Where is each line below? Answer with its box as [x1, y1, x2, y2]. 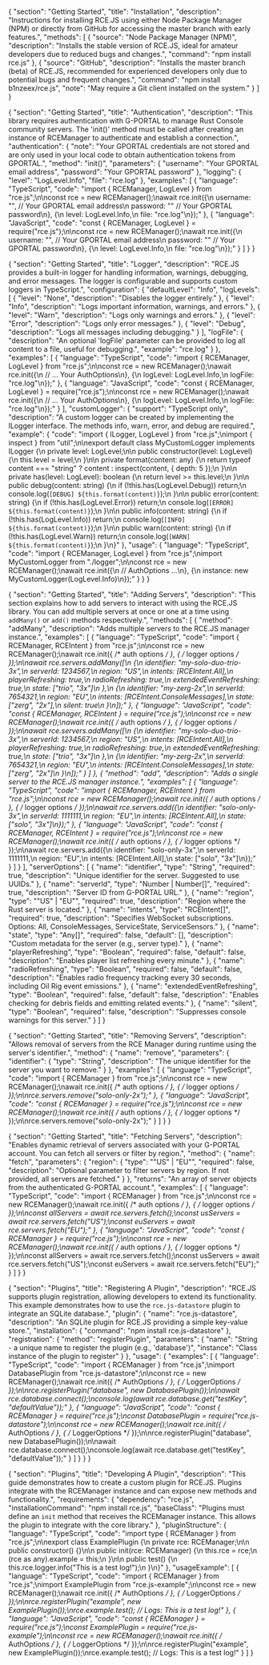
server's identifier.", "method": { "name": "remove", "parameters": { [8, 1048, 230, 1057]
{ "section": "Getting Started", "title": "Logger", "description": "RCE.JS [8, 260, 239, 268]
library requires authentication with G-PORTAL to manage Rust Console [8, 116, 244, 125]
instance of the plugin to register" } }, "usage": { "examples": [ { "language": [8, 1352, 259, 1361]
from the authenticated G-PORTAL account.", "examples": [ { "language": [8, 1183, 249, 1192]
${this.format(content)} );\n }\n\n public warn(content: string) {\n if [8, 523, 231, 532]
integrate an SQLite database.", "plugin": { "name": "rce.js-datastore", [8, 1309, 238, 1318]
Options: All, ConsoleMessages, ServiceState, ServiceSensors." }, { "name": [8, 921, 259, 931]
